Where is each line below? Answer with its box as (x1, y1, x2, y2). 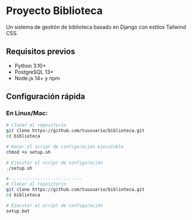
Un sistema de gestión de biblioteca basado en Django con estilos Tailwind (6, 23, 186, 30)
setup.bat (6, 208, 30, 214)
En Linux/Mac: (6, 109, 48, 118)
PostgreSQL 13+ (14, 68, 54, 75)
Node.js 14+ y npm (14, 74, 60, 81)
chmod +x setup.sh (6, 149, 51, 155)
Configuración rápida (6, 92, 86, 102)
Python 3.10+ (14, 62, 47, 69)
